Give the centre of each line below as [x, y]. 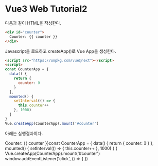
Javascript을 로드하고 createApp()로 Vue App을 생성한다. [61, 51]
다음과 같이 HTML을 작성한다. [33, 23]
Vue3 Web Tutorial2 [46, 9]
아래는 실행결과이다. [24, 133]
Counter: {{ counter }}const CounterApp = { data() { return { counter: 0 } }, [79, 143]
